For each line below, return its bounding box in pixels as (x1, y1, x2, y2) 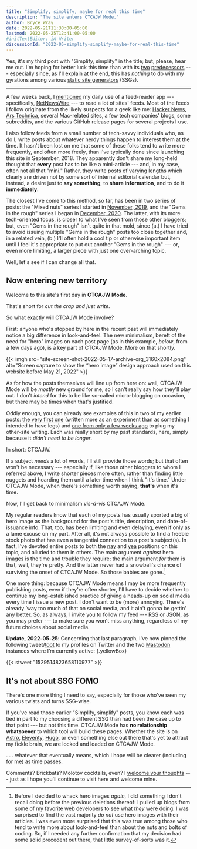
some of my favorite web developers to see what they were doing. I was (14, 805, 189, 812)
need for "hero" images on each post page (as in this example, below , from (6, 337, 188, 345)
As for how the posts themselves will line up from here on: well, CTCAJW (6, 379, 183, 386)
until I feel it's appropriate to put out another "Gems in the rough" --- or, (6, 240, 180, 248)
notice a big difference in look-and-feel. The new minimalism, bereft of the (6, 332, 186, 339)
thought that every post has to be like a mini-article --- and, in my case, (6, 161, 180, 168)
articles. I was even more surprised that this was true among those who (14, 818, 188, 825)
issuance (6, 524, 28, 531)
